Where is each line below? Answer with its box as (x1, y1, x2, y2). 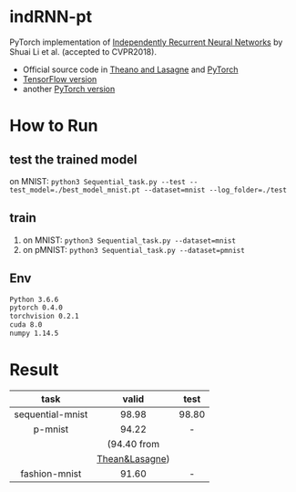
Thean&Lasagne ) (97, 452, 170, 465)
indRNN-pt (9, 6, 93, 27)
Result (9, 360, 59, 381)
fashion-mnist (20, 467, 82, 480)
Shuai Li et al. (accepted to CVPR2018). (9, 46, 158, 57)
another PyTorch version (22, 83, 116, 94)
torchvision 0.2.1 (9, 312, 79, 321)
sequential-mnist (14, 408, 88, 421)
